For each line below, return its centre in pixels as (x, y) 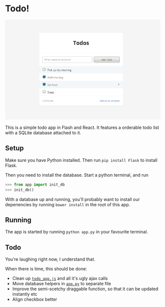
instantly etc (25, 294)
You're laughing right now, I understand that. (50, 259)
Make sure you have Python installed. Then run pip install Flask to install (81, 160)
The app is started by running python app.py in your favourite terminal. (77, 232)
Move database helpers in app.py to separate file (62, 284)
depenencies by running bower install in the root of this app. (68, 204)
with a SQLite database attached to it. (43, 133)
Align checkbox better (35, 300)
